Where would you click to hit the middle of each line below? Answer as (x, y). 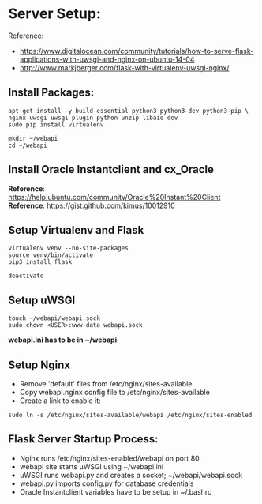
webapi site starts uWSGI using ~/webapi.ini (92, 466)
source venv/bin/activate (51, 255)
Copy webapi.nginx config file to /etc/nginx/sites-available (115, 392)
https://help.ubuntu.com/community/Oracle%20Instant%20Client (114, 197)
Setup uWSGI (42, 300)
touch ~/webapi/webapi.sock (54, 318)
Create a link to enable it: (60, 401)
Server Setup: (54, 14)
